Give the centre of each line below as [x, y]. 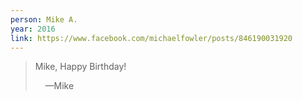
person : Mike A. [44, 19]
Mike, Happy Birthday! [80, 67]
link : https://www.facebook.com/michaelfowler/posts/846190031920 [151, 38]
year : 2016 [33, 29]
